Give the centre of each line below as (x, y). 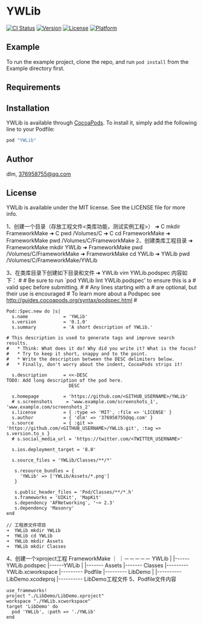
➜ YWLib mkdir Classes (36, 547)
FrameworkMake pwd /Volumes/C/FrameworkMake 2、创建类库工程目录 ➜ (100, 241)
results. (17, 344)
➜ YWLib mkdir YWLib (34, 531)
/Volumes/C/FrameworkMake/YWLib (52, 260)
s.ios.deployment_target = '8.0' (54, 450)
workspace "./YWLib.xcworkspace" (48, 601)
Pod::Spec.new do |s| (34, 311)
